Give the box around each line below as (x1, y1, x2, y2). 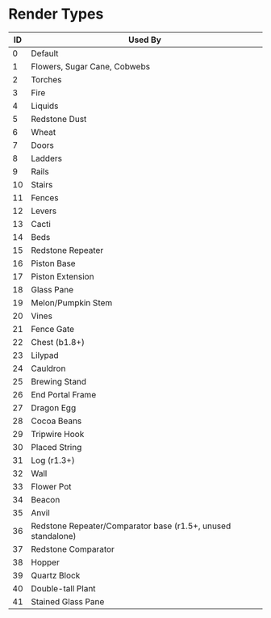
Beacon (31, 494, 60, 505)
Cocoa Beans (31, 415, 82, 427)
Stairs (31, 179, 53, 190)
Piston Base (31, 258, 76, 269)
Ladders (31, 153, 63, 164)
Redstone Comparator (31, 543, 115, 554)
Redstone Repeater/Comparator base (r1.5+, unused (31, 520, 231, 532)
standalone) (31, 530, 77, 541)
